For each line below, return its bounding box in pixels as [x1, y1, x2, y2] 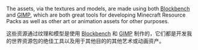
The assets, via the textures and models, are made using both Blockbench [6, 5, 190, 12]
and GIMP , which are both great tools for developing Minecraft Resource [6, 11, 186, 18]
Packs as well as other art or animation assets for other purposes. [6, 18, 170, 24]
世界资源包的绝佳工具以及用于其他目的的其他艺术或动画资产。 [11, 37, 164, 44]
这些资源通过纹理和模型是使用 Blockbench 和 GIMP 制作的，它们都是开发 [6, 30, 187, 37]
